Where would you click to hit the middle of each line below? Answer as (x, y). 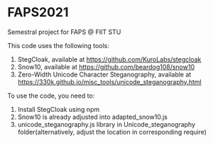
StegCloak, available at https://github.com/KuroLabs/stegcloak (109, 59)
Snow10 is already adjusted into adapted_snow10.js (93, 117)
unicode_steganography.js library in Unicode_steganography (106, 124)
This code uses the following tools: (58, 45)
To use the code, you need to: (51, 96)
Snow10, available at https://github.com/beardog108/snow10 (106, 67)
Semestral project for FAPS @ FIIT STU (64, 32)
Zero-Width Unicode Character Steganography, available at (104, 74)
